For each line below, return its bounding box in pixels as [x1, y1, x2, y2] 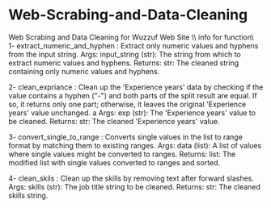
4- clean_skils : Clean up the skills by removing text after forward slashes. [8, 173, 255, 183]
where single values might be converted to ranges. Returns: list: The [8, 149, 236, 159]
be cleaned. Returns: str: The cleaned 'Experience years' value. [8, 116, 220, 126]
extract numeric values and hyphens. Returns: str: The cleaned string [8, 58, 239, 68]
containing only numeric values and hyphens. [8, 66, 160, 76]
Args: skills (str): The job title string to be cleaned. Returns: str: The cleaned [8, 181, 261, 191]
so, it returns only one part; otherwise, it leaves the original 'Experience [8, 99, 247, 109]
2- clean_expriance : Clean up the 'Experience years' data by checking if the [8, 82, 264, 92]
